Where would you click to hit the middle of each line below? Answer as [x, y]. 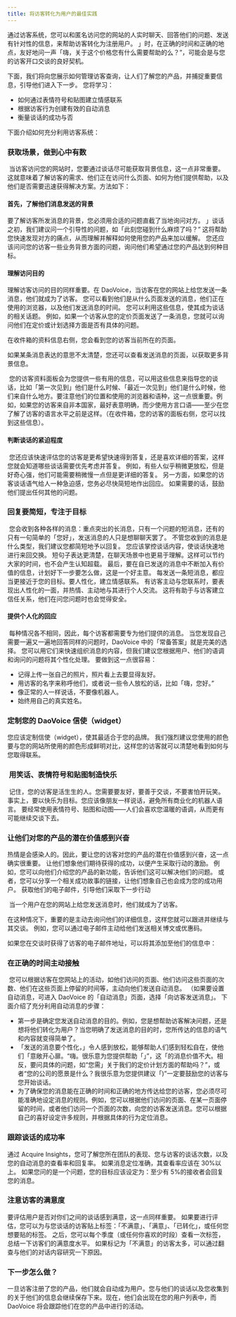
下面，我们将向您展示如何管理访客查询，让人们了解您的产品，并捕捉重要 [112, 76]
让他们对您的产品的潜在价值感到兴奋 [68, 838]
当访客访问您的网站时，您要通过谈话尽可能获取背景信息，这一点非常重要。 [117, 169]
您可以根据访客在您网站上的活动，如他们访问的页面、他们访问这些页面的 [113, 980]
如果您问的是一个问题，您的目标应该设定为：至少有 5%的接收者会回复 [122, 1172]
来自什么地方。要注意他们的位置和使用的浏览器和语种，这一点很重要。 [114, 396]
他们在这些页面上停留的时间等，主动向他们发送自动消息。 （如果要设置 [122, 988]
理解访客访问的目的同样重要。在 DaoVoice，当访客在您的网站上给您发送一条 [117, 290]
